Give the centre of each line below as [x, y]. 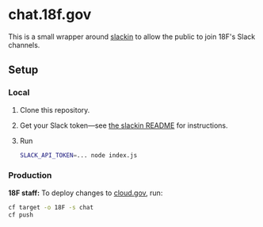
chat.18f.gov [50, 15]
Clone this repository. [55, 110]
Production [30, 175]
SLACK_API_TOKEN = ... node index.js [78, 155]
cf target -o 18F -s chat [51, 207]
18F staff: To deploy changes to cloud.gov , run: [86, 193]
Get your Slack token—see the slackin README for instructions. [124, 125]
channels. [24, 44]
